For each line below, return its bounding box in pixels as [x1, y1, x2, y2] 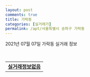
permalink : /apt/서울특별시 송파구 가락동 [5, 26, 85, 31]
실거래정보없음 [8, 63, 41, 70]
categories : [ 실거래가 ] [5, 21, 52, 27]
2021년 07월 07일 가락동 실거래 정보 [5, 41, 77, 47]
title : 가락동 [5, 17, 32, 22]
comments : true [5, 12, 38, 17]
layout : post [5, 7, 33, 13]
